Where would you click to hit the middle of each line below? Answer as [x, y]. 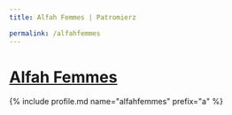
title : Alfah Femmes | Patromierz [73, 17]
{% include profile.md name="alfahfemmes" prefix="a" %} [116, 102]
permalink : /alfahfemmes [55, 33]
